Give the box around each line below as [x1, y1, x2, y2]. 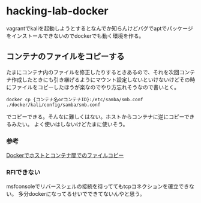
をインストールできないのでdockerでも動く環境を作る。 [6, 32, 145, 40]
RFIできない [6, 168, 41, 176]
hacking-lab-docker [6, 4, 109, 18]
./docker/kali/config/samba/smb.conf [6, 102, 101, 108]
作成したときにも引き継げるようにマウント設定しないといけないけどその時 [11, 76, 196, 83]
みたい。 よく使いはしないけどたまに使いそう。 [11, 120, 128, 128]
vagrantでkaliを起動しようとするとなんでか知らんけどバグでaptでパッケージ [6, 25, 193, 32]
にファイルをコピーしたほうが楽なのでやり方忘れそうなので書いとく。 [6, 83, 180, 90]
